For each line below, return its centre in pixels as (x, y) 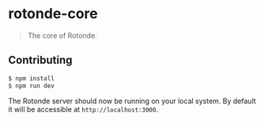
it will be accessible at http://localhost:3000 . (83, 109)
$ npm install (32, 78)
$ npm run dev (32, 86)
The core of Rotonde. (62, 35)
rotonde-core (53, 14)
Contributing (40, 60)
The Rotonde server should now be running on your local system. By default (132, 101)
